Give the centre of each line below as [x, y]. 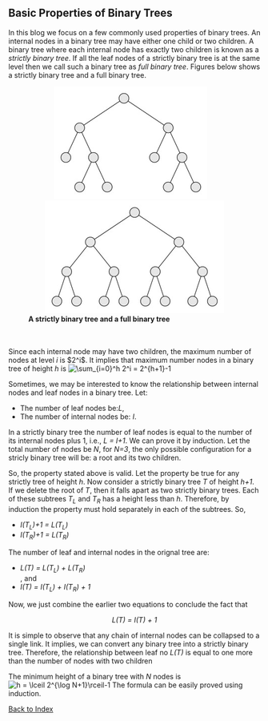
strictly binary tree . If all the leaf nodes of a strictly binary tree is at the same [134, 58]
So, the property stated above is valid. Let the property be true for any [124, 473]
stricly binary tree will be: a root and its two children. [95, 457]
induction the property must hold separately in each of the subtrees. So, [127, 509]
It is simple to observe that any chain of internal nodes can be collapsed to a [134, 635]
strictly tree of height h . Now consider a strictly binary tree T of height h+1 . [131, 481]
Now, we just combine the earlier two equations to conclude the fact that [128, 604]
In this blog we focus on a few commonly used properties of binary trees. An [134, 32]
